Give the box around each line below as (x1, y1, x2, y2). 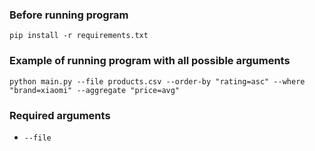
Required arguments (9, 108, 111, 122)
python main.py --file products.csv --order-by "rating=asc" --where (9, 76, 306, 87)
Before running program (9, 8, 129, 22)
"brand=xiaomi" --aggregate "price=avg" (9, 85, 181, 95)
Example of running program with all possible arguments (9, 54, 291, 68)
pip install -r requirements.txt (9, 31, 149, 41)
